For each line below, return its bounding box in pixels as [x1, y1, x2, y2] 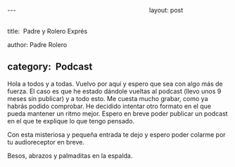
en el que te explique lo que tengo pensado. [7, 116, 135, 125]
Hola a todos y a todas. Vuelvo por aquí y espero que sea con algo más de [7, 79, 223, 88]
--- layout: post [7, 6, 184, 14]
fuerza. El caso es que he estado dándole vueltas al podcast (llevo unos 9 [7, 87, 222, 95]
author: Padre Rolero [7, 41, 68, 48]
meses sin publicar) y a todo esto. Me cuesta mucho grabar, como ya [7, 94, 208, 102]
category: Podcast [7, 61, 93, 73]
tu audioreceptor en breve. [7, 138, 84, 146]
